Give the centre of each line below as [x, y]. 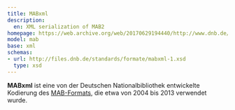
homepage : [22, 33]
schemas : [20, 53]
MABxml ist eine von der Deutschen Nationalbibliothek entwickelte [104, 85]
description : [26, 20]
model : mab [23, 40]
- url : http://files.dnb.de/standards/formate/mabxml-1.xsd [97, 59]
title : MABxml [28, 14]
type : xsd [28, 65]
